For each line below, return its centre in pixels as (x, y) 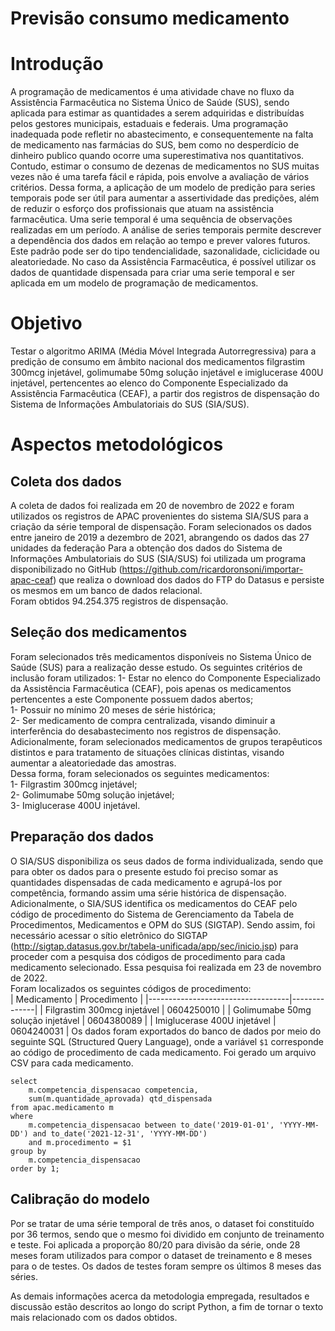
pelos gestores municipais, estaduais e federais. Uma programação (149, 124)
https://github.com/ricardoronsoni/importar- (212, 569)
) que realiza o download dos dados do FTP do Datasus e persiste (189, 580)
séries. (24, 1276)
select (24, 1081)
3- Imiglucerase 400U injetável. (75, 805)
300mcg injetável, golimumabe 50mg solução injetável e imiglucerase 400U (167, 373)
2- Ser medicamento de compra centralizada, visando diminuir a (143, 720)
